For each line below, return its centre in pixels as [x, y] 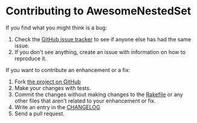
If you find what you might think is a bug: [56, 28]
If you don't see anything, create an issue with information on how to [100, 52]
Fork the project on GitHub [47, 82]
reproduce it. [30, 58]
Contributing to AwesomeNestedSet [98, 11]
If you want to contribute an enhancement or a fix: [68, 70]
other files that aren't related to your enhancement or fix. [85, 101]
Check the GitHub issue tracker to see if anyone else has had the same [103, 39]
